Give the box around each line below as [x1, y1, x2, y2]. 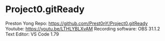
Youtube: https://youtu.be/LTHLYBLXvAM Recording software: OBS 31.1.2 [5, 25, 160, 31]
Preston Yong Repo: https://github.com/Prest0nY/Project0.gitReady [5, 20, 148, 26]
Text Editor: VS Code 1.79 [5, 31, 59, 37]
